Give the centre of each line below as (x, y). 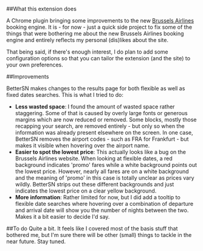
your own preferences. (35, 65)
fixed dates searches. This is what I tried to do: (65, 95)
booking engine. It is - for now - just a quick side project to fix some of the (99, 27)
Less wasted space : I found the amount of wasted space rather (95, 107)
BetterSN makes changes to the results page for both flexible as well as (96, 88)
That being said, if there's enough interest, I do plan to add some (87, 52)
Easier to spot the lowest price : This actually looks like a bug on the (101, 152)
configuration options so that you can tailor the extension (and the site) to (98, 58)
